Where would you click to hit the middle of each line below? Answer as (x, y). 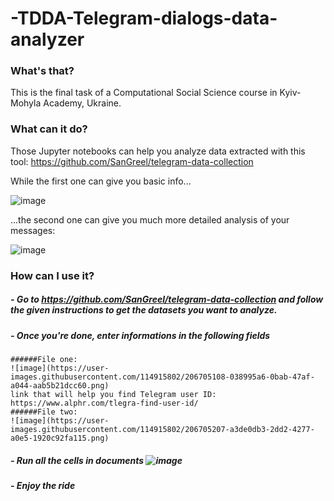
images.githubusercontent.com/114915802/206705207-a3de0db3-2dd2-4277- (162, 430)
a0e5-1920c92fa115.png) (60, 438)
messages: (33, 230)
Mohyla (26, 103)
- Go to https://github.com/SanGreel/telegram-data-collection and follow (167, 299)
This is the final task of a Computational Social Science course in (144, 93)
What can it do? (49, 129)
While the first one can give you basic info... (101, 181)
